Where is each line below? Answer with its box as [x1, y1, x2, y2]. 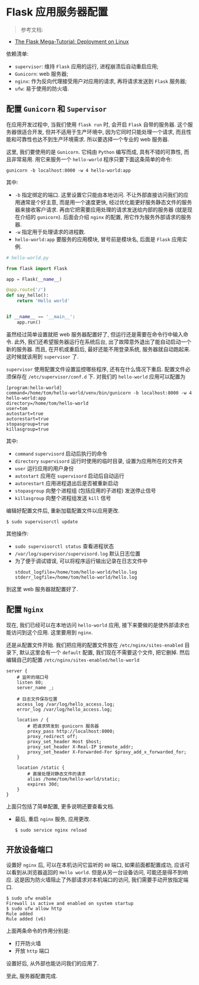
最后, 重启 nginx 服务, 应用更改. [14, 815, 91, 822]
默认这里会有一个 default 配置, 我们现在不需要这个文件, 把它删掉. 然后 [19, 649, 190, 656]
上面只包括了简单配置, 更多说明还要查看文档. [6, 803, 115, 810]
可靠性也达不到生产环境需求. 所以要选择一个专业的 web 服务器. [16, 136, 169, 143]
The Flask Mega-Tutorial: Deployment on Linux [14, 38, 129, 45]
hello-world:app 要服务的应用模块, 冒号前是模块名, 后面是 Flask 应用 [14, 235, 182, 243]
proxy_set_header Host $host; [27, 739, 102, 745]
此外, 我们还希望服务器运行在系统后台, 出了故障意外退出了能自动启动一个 [14, 338, 191, 345]
